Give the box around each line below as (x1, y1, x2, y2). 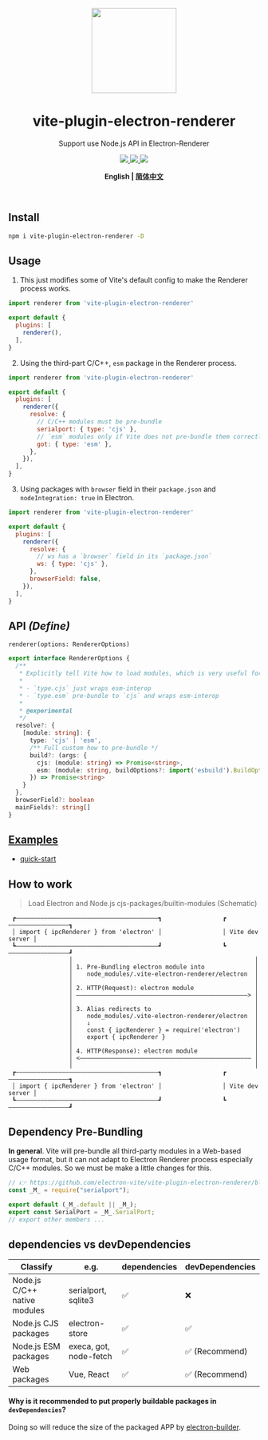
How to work (8, 877, 73, 891)
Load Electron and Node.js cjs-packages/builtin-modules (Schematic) (27, 899, 258, 909)
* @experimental (18, 707, 73, 715)
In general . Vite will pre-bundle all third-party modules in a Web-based (8, 1146, 242, 1156)
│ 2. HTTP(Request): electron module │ (69, 985, 259, 993)
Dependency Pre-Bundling (8, 1125, 144, 1138)
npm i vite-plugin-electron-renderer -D (8, 232, 145, 240)
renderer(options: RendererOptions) (8, 640, 130, 648)
